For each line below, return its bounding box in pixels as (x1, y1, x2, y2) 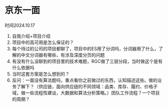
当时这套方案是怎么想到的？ (12, 71, 70, 77)
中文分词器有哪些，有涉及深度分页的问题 (21, 51, 105, 58)
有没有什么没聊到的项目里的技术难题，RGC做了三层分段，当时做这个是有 (12, 58, 163, 64)
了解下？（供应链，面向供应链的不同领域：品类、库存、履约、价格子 (16, 83, 158, 89)
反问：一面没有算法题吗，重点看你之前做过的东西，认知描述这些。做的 (12, 77, 158, 83)
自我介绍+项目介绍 (12, 33, 51, 39)
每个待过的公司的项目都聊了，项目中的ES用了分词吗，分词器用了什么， (12, 45, 159, 51)
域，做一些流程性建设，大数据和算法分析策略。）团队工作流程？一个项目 (12, 89, 160, 96)
